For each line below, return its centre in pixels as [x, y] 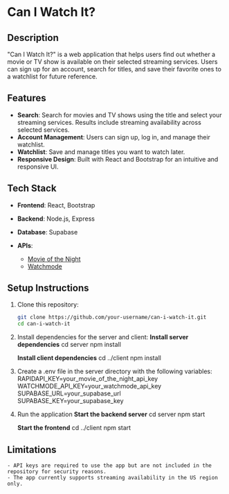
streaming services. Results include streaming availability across [109, 122]
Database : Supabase [47, 232]
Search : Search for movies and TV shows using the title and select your [120, 114]
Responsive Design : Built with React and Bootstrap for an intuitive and [118, 159]
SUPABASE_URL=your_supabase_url [69, 393]
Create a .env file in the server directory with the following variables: [114, 371]
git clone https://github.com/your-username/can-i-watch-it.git [112, 317]
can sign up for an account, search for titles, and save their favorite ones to [114, 69]
